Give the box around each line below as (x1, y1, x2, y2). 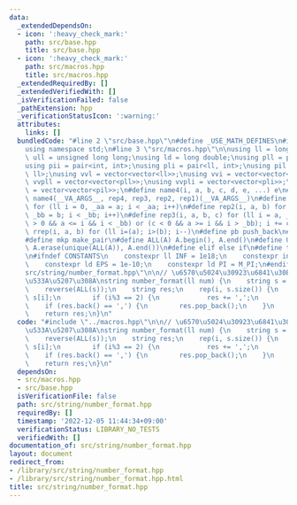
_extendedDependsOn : (17, 21, 93, 30)
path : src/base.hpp (25, 37, 97, 47)
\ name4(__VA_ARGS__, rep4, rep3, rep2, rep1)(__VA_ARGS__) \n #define (25, 194, 287, 204)
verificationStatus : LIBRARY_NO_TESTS (17, 424, 161, 434)
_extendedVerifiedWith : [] (17, 87, 117, 96)
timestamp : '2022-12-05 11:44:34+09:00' (17, 416, 168, 425)
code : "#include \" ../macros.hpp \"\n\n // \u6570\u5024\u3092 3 (17, 318, 251, 327)
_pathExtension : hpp (17, 104, 93, 113)
